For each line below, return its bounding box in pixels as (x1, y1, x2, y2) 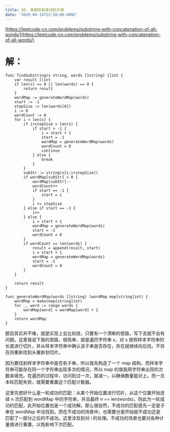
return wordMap (14, 317, 47, 322)
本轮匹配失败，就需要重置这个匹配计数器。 (5, 379, 94, 385)
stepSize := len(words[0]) (14, 104, 71, 109)
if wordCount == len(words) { (23, 241, 87, 246)
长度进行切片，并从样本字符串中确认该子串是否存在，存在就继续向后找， (5, 343, 156, 349)
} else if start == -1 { (23, 206, 76, 211)
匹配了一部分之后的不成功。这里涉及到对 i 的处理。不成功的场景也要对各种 (5, 415, 160, 421)
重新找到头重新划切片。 (14, 350, 63, 356)
